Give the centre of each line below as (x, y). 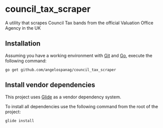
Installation (23, 44)
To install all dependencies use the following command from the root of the (82, 106)
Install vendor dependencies (50, 85)
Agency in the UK (23, 28)
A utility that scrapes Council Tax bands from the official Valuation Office (79, 23)
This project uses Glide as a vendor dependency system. (63, 97)
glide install (20, 121)
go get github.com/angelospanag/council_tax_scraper (61, 70)
